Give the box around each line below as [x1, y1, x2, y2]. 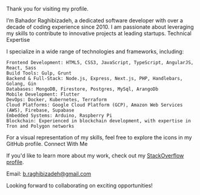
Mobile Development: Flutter [6, 91, 80, 97]
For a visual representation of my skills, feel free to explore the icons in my [6, 134, 192, 141]
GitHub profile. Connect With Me [6, 140, 88, 147]
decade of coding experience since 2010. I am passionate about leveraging [6, 24, 194, 30]
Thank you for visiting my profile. [6, 5, 89, 12]
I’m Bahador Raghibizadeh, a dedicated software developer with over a [6, 17, 184, 24]
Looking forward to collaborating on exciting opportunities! [6, 182, 153, 189]
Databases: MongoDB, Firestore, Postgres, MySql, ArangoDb [6, 86, 159, 92]
